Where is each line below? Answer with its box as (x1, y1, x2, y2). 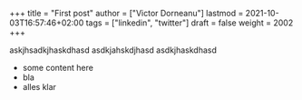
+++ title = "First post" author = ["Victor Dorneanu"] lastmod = (9, 8, 244, 18)
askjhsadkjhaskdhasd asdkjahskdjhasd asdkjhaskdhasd (9, 45, 218, 55)
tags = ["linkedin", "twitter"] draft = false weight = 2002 (85, 17, 294, 28)
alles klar (22, 82, 57, 92)
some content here (22, 63, 93, 73)
